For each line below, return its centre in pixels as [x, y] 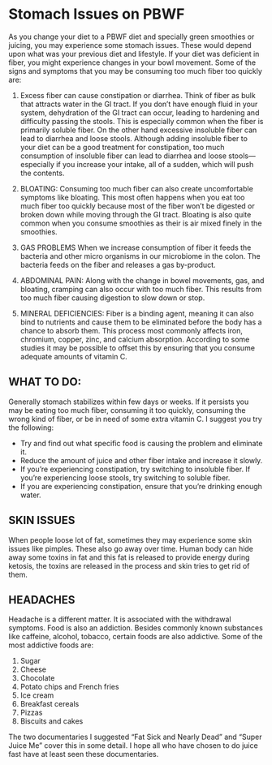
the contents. [42, 173]
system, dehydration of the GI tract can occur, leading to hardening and [140, 112]
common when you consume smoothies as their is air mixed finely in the [141, 223]
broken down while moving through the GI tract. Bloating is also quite [136, 214]
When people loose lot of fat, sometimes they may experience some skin [130, 539]
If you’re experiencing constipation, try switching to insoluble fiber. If [135, 469]
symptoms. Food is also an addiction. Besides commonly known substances [136, 628]
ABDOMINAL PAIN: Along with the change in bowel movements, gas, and [142, 280]
